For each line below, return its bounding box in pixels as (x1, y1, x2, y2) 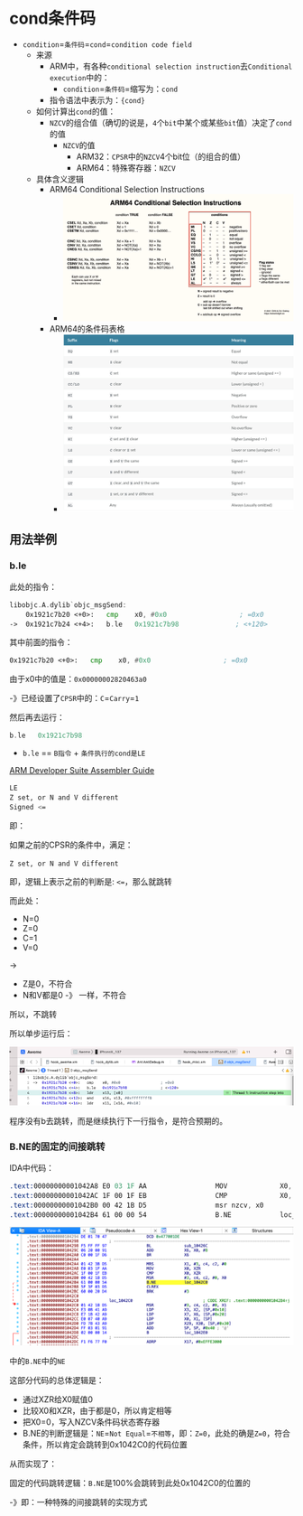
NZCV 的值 (62, 139, 96, 150)
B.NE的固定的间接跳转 (9, 1140, 106, 1153)
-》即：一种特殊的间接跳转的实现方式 (9, 1496, 148, 1507)
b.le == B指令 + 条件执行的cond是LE (22, 747, 146, 759)
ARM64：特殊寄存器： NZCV (76, 162, 176, 173)
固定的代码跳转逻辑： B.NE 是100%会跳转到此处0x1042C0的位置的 (9, 1477, 251, 1488)
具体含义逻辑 (35, 173, 84, 184)
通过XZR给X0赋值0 (22, 1393, 93, 1405)
